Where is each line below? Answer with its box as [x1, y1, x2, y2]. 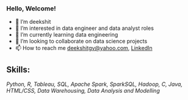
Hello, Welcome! [6, 4, 56, 13]
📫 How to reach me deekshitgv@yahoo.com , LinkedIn [15, 45, 153, 52]
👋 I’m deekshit [15, 18, 51, 26]
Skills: [6, 64, 31, 74]
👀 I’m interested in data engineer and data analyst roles [15, 24, 154, 32]
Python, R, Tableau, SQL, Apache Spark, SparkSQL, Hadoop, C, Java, [6, 80, 183, 88]
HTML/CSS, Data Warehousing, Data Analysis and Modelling [6, 87, 160, 95]
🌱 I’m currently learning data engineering [15, 31, 118, 38]
